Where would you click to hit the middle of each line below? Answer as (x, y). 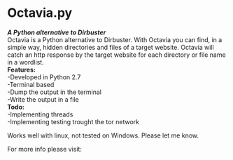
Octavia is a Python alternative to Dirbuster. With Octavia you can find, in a (115, 39)
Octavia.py (40, 13)
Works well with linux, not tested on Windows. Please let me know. (103, 135)
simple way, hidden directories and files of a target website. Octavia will (111, 47)
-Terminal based (31, 84)
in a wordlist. (26, 62)
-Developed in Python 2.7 (44, 77)
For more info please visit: (45, 149)
